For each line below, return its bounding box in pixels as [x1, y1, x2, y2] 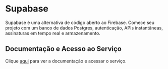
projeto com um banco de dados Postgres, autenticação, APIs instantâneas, [5, 24, 163, 30]
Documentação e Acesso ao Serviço [5, 44, 122, 53]
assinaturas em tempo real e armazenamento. [5, 30, 101, 36]
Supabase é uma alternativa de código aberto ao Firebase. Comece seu [5, 19, 155, 25]
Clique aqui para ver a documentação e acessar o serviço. [5, 58, 127, 64]
